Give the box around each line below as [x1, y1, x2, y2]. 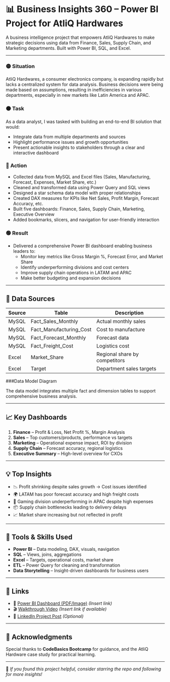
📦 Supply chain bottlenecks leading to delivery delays [13, 504, 127, 510]
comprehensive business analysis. [6, 393, 77, 399]
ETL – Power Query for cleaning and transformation [13, 562, 121, 569]
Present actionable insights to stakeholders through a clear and [13, 144, 145, 150]
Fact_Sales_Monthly [30, 318, 78, 325]
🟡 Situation [6, 63, 35, 70]
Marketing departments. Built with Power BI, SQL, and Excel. [6, 45, 131, 51]
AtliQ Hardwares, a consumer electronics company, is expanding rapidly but [6, 76, 164, 82]
